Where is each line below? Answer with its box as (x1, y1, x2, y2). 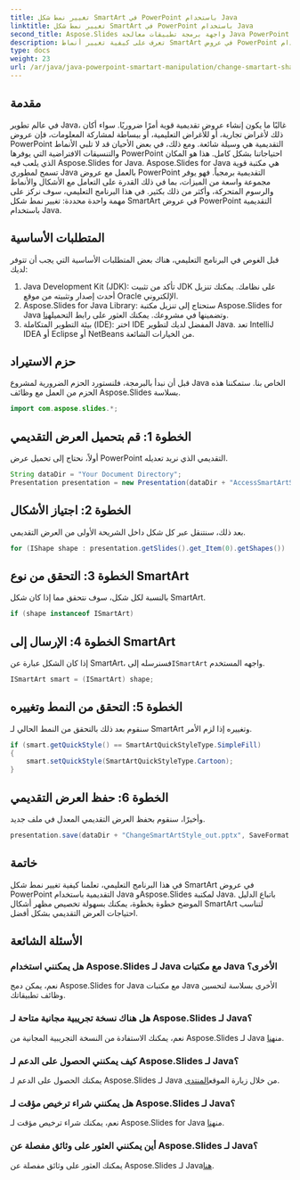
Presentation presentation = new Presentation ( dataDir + (10, 478, 226, 487)
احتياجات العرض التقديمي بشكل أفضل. (10, 907, 139, 918)
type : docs (10, 46, 51, 55)
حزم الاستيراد (10, 354, 77, 369)
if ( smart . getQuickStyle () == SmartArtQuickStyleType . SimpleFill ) (10, 741, 262, 750)
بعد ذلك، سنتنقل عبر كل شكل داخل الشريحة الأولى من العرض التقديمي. (10, 527, 246, 537)
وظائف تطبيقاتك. (10, 990, 66, 1001)
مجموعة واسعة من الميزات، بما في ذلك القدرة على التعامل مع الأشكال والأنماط (10, 176, 271, 187)
